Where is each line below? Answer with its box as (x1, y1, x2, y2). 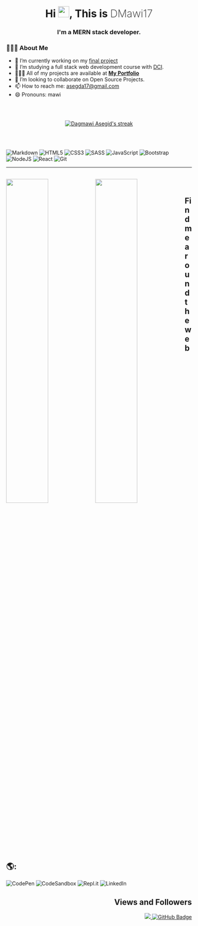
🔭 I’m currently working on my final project (14, 57, 118, 64)
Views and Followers (114, 897, 192, 907)
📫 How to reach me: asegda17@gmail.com (14, 82, 120, 90)
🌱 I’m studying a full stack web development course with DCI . (14, 64, 164, 71)
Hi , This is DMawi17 (45, 7, 153, 21)
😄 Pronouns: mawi (14, 91, 61, 98)
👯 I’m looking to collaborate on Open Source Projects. (14, 76, 145, 83)
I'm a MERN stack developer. (57, 28, 141, 37)
